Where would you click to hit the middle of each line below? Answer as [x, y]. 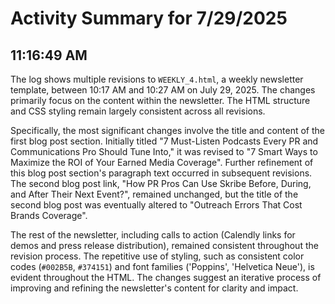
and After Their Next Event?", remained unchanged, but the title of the [154, 194]
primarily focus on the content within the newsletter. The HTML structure [160, 100]
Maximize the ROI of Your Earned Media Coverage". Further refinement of [162, 162]
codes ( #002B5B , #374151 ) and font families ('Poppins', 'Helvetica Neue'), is [162, 266]
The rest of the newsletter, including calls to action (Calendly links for [153, 235]
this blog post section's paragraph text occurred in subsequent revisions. [161, 173]
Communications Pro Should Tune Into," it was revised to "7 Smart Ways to [164, 151]
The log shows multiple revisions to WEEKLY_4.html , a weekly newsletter [157, 79]
